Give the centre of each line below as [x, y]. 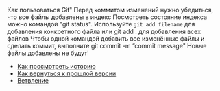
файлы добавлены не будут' [48, 53]
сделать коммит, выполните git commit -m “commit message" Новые [107, 46]
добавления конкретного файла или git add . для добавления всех [104, 31]
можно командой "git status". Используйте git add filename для [101, 24]
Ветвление [33, 80]
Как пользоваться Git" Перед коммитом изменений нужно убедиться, [110, 10]
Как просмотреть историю [56, 66]
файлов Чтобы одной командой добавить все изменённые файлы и [106, 39]
